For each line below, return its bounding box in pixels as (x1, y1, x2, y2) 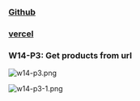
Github (8, 6, 36, 18)
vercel (8, 27, 34, 39)
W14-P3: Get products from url (8, 49, 132, 61)
